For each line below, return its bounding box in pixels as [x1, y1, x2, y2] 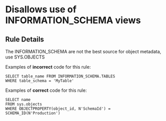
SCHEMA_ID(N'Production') [5, 111, 60, 116]
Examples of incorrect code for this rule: [5, 64, 91, 70]
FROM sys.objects [5, 102, 42, 107]
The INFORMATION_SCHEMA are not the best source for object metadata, [5, 49, 161, 54]
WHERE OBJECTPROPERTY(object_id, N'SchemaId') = [5, 106, 111, 111]
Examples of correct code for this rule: [5, 87, 87, 93]
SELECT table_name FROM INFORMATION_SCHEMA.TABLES [5, 74, 115, 79]
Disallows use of [5, 4, 77, 15]
